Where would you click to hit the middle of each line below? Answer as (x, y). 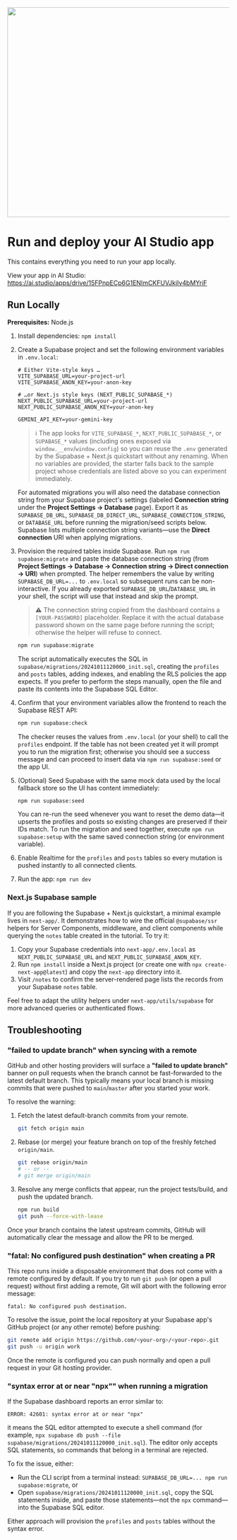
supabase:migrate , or (48, 1485)
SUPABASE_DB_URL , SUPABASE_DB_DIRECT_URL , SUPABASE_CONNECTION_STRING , (121, 515)
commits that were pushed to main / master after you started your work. (109, 1088)
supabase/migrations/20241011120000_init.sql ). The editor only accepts (113, 1442)
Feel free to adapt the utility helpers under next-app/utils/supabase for (110, 1001)
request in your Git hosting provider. (60, 1367)
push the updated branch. (55, 1196)
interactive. (34, 588)
